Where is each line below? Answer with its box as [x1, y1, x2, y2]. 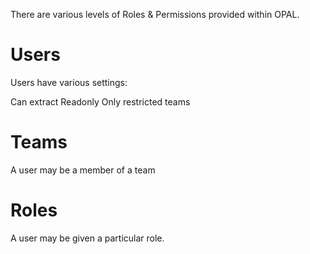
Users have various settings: [10, 76, 128, 88]
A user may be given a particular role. [10, 232, 165, 244]
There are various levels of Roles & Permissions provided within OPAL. [10, 9, 300, 20]
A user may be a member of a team [10, 164, 156, 176]
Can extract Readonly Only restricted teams [10, 95, 191, 108]
